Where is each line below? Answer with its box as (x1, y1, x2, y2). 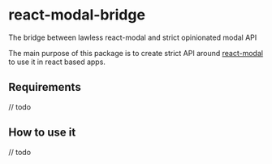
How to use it (8, 126, 76, 140)
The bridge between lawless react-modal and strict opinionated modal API (8, 32, 257, 42)
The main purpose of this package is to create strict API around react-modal (8, 48, 264, 58)
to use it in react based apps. (8, 57, 106, 67)
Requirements (8, 80, 81, 94)
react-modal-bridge (8, 6, 146, 24)
